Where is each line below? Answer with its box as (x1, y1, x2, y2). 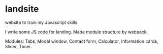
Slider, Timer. (5, 43, 32, 49)
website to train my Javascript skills (5, 19, 78, 25)
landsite (5, 3, 39, 15)
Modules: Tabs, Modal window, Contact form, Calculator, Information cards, (5, 38, 159, 44)
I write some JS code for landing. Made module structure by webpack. (5, 29, 148, 35)
